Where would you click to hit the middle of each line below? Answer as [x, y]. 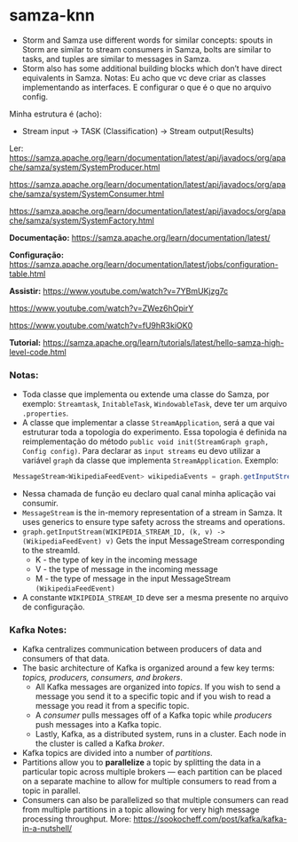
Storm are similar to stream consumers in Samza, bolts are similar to [147, 49]
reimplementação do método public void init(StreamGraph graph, [145, 441]
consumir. [40, 504]
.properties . [45, 413]
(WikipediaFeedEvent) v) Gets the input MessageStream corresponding [153, 541]
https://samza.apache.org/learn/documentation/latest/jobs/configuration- [144, 264]
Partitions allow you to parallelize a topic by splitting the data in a [141, 763]
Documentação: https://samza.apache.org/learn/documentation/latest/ [140, 237]
